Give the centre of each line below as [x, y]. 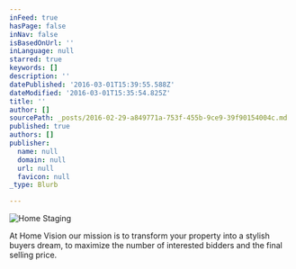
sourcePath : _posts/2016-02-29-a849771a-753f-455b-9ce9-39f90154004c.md [148, 118]
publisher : [30, 143]
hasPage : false [38, 26]
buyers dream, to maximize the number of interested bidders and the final [146, 246]
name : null [38, 151]
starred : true [36, 59]
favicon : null [44, 176]
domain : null [42, 160]
